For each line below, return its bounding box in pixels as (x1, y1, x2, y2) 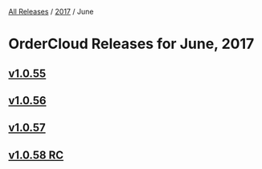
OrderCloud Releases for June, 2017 (8, 35, 255, 53)
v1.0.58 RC (8, 148, 64, 162)
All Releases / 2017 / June (8, 7, 94, 16)
